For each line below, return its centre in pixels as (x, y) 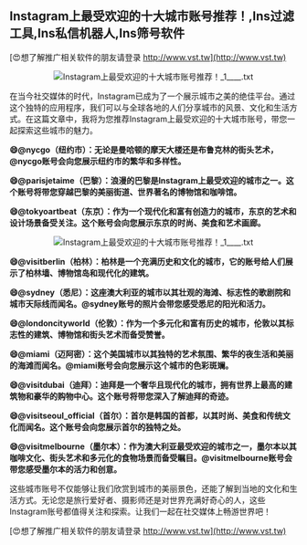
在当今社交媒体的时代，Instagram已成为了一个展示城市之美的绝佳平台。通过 (152, 96)
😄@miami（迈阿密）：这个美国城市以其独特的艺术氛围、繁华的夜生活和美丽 (152, 353)
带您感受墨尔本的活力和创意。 (65, 469)
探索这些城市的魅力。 (57, 130)
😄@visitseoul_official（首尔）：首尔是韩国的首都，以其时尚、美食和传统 (146, 415)
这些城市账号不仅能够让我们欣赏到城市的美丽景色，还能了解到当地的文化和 (149, 488)
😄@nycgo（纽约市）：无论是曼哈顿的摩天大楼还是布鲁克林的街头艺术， (144, 150)
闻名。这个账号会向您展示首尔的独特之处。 (105, 426)
